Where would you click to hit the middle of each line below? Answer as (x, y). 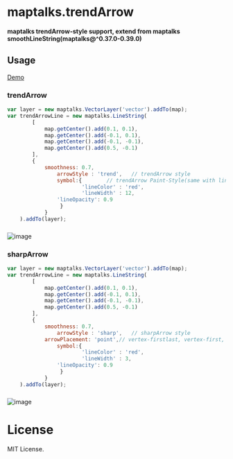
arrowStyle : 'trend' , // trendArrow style (123, 174)
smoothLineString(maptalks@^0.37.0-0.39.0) (75, 38)
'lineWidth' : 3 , (106, 359)
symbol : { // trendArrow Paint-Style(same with (136, 180)
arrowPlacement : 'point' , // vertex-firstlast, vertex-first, (135, 339)
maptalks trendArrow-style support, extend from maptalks (94, 31)
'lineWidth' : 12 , (108, 193)
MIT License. (26, 449)
